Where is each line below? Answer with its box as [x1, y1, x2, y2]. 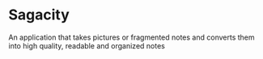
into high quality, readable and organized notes [8, 40, 166, 50]
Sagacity [8, 6, 70, 24]
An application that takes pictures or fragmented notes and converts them [8, 32, 255, 42]
